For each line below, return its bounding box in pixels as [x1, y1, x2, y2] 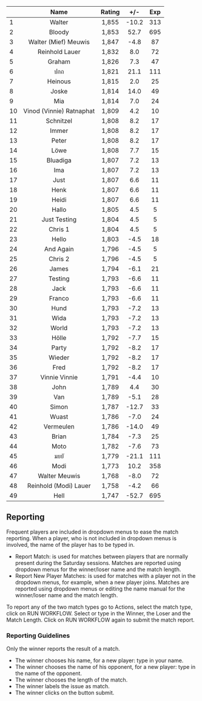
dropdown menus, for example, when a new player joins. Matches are [15, 578, 189, 586]
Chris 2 [48, 255, 70, 263]
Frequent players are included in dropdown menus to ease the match [6, 528, 179, 535]
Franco [49, 294, 69, 302]
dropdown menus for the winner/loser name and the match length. [15, 566, 181, 573]
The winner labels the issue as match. [15, 683, 110, 690]
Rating [100, 8, 120, 16]
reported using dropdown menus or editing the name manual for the [15, 585, 185, 592]
